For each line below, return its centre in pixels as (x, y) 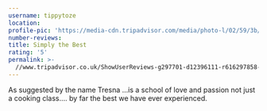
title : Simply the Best (48, 45)
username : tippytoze (43, 15)
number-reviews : (35, 38)
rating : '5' (28, 52)
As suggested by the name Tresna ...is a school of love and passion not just (132, 90)
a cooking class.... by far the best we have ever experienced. (108, 98)
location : (25, 23)
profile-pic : (30, 30)
